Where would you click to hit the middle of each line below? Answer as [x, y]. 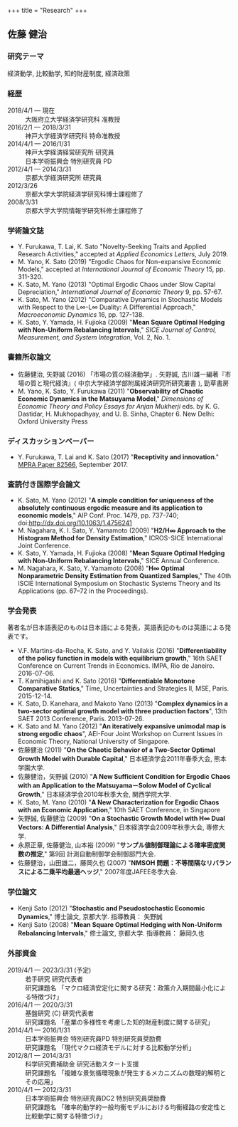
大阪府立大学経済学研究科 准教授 [73, 119]
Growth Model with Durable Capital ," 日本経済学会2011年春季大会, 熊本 [122, 759]
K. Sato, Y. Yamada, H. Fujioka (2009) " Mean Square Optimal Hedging [121, 323]
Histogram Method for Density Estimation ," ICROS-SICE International [120, 538]
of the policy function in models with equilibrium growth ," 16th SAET [120, 659]
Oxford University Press [53, 421]
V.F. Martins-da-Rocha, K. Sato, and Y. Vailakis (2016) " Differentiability [122, 651]
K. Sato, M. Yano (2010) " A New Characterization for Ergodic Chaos [118, 802]
